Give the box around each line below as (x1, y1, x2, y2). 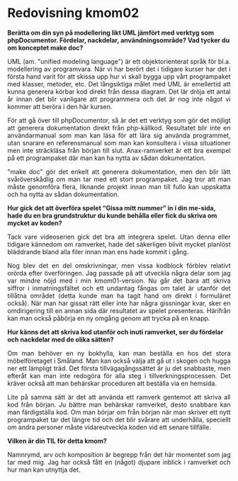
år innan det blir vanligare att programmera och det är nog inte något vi (7, 94, 231, 103)
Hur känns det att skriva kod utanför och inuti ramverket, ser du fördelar (7, 327, 224, 336)
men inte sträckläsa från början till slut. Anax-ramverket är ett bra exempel (7, 146, 231, 154)
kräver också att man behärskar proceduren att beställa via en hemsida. (7, 379, 217, 387)
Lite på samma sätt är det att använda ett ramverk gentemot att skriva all (7, 392, 231, 401)
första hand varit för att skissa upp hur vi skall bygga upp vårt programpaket (7, 72, 231, 81)
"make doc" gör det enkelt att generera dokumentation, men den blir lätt (7, 167, 231, 176)
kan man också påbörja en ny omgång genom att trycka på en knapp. (7, 314, 210, 322)
